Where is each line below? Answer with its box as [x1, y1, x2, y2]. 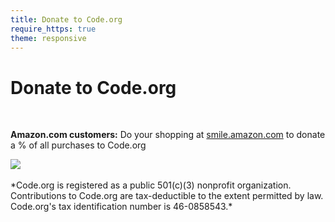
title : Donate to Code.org [10, 14, 123, 25]
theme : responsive [10, 33, 87, 43]
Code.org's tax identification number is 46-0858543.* [10, 201, 233, 213]
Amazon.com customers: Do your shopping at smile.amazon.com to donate [10, 129, 326, 141]
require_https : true [10, 24, 97, 34]
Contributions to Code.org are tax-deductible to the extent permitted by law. [10, 190, 324, 202]
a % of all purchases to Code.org [10, 139, 147, 151]
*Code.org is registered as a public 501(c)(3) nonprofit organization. [10, 179, 292, 191]
